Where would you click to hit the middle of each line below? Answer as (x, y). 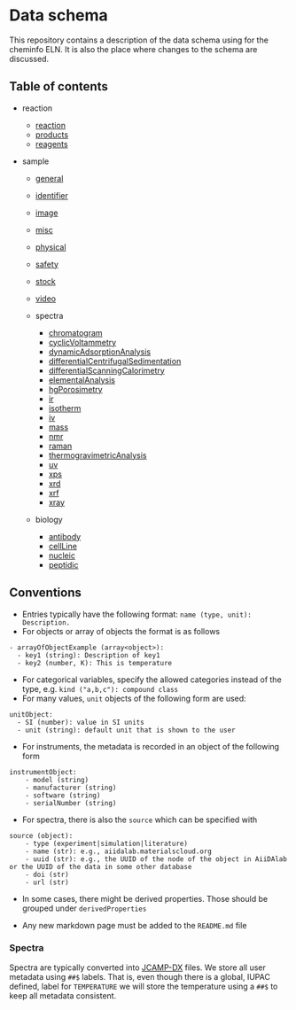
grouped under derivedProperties (84, 908)
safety (47, 264)
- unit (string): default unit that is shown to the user (127, 730)
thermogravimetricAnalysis (97, 455)
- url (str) (47, 882)
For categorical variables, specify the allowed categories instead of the (152, 680)
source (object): (41, 835)
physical (51, 247)
